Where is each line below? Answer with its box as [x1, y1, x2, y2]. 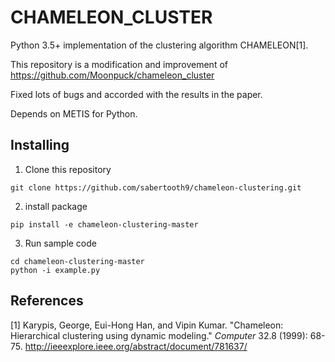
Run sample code [24, 237, 97, 249]
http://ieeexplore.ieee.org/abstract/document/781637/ [24, 340, 248, 352]
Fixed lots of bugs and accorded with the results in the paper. [10, 88, 263, 100]
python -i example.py [10, 265, 101, 275]
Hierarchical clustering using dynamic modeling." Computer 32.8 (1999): [10, 329, 308, 341]
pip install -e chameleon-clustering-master [10, 219, 199, 230]
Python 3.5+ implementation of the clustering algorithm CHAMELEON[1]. [10, 39, 309, 51]
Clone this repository [24, 163, 112, 175]
